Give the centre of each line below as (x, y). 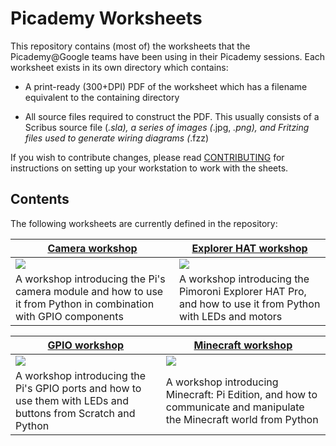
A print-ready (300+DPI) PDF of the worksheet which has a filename (166, 86)
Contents (40, 199)
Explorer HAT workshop (249, 248)
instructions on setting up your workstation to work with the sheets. (149, 168)
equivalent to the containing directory (102, 97)
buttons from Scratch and (75, 413)
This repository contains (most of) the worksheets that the (130, 46)
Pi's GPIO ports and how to (78, 388)
